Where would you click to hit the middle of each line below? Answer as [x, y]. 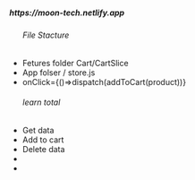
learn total [41, 102]
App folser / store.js [59, 73]
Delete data [43, 149]
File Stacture [46, 35]
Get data [38, 130]
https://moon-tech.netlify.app [67, 13]
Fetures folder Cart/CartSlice [75, 63]
